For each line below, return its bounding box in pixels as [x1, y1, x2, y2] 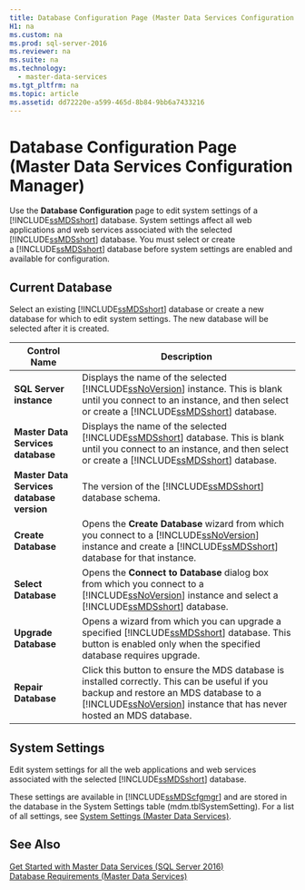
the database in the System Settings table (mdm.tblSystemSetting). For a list [9, 800, 295, 812]
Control [26, 345, 61, 357]
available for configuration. [9, 253, 111, 264]
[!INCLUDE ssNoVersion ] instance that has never [81, 698, 288, 710]
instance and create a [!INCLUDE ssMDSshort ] [81, 541, 279, 553]
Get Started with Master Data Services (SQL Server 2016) [9, 861, 224, 872]
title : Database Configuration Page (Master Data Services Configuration [9, 13, 295, 23]
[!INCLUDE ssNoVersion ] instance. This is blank [81, 383, 283, 396]
